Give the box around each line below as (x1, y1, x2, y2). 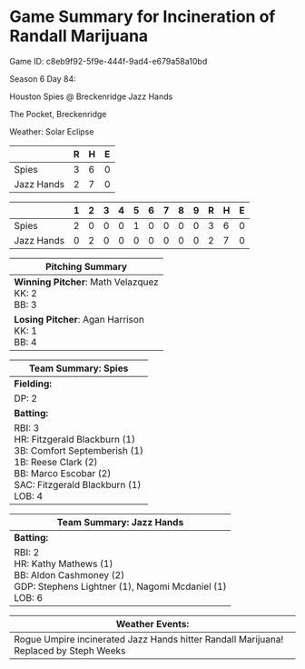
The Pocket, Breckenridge (9, 108, 107, 119)
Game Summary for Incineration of (9, 6, 276, 27)
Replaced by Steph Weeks (14, 644, 126, 656)
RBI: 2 (14, 545, 40, 558)
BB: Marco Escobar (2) (14, 466, 112, 479)
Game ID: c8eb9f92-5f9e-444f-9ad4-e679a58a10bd (9, 55, 208, 66)
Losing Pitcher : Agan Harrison (14, 313, 145, 325)
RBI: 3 (14, 421, 40, 434)
